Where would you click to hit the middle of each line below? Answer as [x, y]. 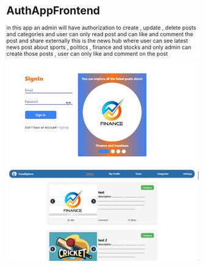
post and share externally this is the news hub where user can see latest [97, 40]
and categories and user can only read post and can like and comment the [100, 34]
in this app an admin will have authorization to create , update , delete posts [101, 28]
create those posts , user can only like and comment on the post [87, 53]
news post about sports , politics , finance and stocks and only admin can [99, 47]
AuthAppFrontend [53, 11]
